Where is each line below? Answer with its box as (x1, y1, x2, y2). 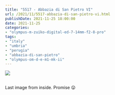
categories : (5, 25, 29, 30)
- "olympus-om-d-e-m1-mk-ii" (5, 57, 65, 62)
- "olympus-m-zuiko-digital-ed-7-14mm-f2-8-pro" (5, 30, 106, 35)
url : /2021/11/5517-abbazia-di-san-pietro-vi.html (5, 12, 111, 17)
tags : (5, 35, 16, 39)
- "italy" (5, 39, 25, 44)
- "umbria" (5, 43, 27, 48)
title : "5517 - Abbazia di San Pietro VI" (5, 7, 93, 12)
